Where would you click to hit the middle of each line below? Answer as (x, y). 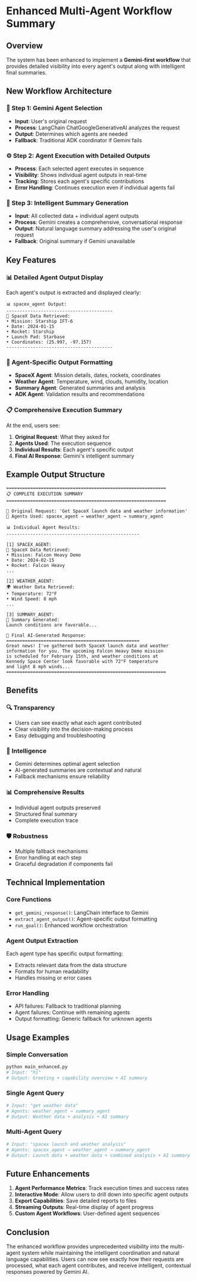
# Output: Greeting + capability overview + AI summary (77, 1078)
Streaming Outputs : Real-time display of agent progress (84, 1207)
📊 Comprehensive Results (45, 792)
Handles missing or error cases (53, 977)
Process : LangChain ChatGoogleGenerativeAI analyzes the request (97, 127)
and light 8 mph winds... (38, 667)
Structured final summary (46, 814)
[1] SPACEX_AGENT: (29, 545)
